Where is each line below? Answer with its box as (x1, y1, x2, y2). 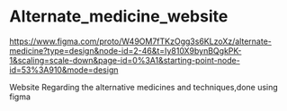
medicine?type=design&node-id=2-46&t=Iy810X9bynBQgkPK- (9, 45, 242, 55)
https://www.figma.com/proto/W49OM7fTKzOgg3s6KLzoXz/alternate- (9, 36, 272, 47)
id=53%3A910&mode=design (9, 64, 119, 75)
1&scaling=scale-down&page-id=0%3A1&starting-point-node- (9, 55, 240, 65)
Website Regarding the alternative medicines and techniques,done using (9, 81, 279, 92)
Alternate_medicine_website (9, 6, 229, 27)
